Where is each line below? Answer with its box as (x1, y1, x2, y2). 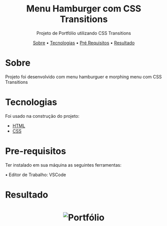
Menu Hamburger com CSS (26, 3, 142, 14)
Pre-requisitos (5, 146, 66, 157)
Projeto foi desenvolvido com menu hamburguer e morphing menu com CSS (5, 73, 162, 80)
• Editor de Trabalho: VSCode (5, 172, 66, 178)
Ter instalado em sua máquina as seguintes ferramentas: (5, 162, 122, 168)
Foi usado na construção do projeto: (5, 113, 80, 119)
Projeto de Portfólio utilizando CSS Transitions (36, 30, 131, 36)
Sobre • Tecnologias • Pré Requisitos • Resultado (32, 39, 135, 45)
